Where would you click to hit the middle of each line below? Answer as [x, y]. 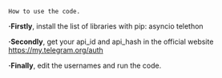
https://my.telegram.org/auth [56, 50]
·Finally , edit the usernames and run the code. [85, 65]
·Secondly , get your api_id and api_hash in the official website [111, 41]
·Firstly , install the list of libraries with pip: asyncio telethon [106, 26]
